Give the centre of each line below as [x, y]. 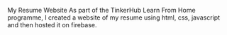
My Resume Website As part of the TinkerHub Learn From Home [102, 10]
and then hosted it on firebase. [52, 25]
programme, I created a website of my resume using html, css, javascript [114, 17]
